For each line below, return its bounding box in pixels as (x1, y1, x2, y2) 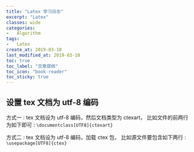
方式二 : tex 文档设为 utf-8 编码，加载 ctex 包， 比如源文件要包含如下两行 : (6, 133, 186, 141)
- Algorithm (6, 31, 41, 36)
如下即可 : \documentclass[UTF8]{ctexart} (11, 121, 113, 128)
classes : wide (6, 19, 41, 25)
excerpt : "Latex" (6, 14, 49, 20)
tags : (6, 36, 19, 42)
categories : (6, 25, 35, 31)
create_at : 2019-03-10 (6, 47, 62, 53)
